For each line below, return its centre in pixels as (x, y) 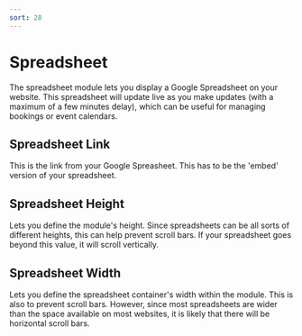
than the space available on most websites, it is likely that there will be (140, 313)
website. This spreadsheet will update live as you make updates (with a (142, 96)
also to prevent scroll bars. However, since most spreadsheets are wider (143, 304)
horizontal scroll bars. (50, 323)
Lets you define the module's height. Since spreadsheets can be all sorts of (150, 225)
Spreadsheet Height (67, 204)
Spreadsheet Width (65, 272)
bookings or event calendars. (64, 116)
